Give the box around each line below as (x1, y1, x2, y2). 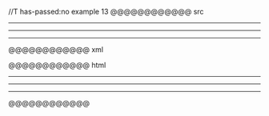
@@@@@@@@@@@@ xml (8, 45, 104, 54)
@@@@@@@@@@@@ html (8, 60, 106, 70)
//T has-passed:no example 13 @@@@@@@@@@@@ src (8, 7, 204, 16)
